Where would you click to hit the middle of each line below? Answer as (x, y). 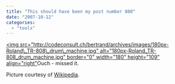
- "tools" (23, 28)
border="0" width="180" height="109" (113, 57)
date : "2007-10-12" (30, 17)
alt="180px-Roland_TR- (128, 51)
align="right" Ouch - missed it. (42, 63)
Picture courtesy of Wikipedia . (43, 75)
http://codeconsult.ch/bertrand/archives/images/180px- (101, 45)
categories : (21, 22)
